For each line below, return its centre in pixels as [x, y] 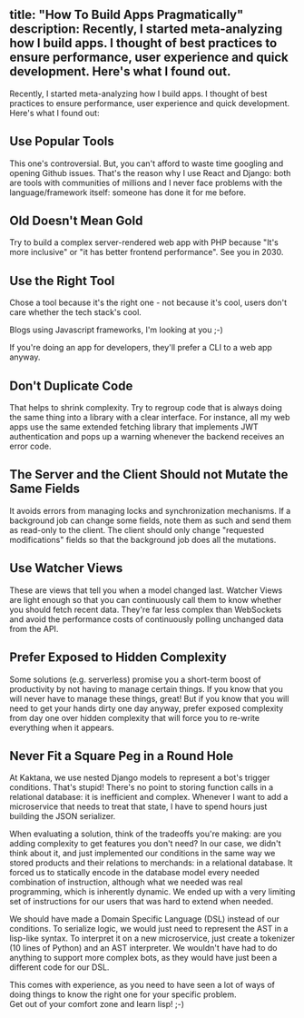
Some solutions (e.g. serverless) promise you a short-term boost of [135, 679]
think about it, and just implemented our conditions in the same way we [142, 854]
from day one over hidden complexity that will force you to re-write [135, 717]
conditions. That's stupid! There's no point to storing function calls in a [142, 787]
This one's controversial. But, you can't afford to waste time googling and [147, 163]
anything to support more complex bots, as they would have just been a [143, 958]
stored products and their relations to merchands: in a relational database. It [151, 863]
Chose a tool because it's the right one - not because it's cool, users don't [148, 302]
